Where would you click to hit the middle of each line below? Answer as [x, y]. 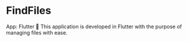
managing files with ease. [37, 32]
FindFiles [29, 11]
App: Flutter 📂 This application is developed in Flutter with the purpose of [94, 26]
